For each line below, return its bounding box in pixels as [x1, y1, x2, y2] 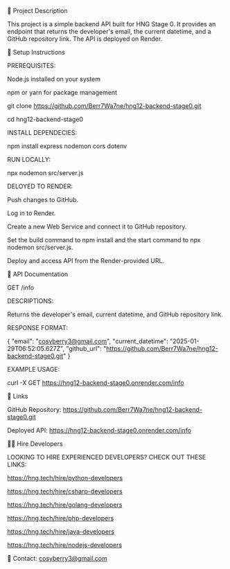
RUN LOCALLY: [7, 156, 51, 163]
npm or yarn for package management [7, 89, 118, 96]
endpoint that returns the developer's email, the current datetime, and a [7, 28, 211, 35]
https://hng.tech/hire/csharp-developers [7, 487, 123, 495]
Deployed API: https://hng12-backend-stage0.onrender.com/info [7, 426, 192, 434]
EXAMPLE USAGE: [7, 365, 60, 373]
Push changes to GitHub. [7, 196, 78, 204]
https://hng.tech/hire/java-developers [7, 527, 115, 536]
